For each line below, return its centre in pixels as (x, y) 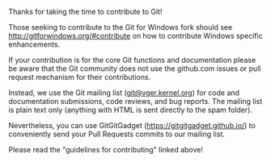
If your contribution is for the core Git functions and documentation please (132, 60)
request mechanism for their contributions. (80, 77)
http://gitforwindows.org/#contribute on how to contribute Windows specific (135, 36)
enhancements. (34, 44)
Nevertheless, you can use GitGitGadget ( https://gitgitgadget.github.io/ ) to (132, 125)
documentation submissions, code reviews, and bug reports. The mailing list (135, 101)
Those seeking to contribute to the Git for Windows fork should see (121, 27)
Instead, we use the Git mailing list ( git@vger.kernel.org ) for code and (124, 93)
